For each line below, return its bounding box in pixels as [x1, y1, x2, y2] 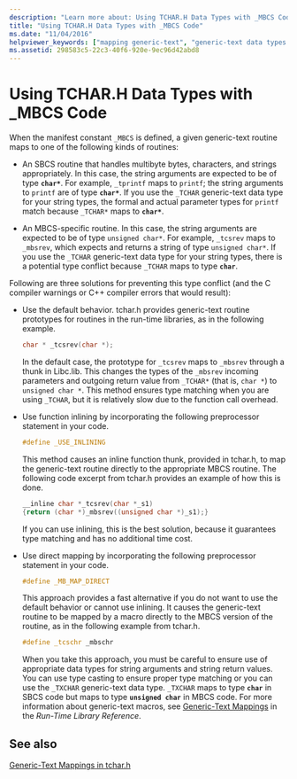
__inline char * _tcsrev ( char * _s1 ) [21, 499, 154, 508]
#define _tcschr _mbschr [21, 638, 114, 647]
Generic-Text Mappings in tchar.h [9, 760, 131, 771]
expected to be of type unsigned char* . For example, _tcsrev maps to [21, 232, 276, 244]
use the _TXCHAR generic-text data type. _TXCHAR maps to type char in [21, 682, 272, 693]
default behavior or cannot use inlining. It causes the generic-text [21, 602, 261, 612]
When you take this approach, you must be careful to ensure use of [21, 654, 268, 665]
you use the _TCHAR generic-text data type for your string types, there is [21, 252, 283, 262]
